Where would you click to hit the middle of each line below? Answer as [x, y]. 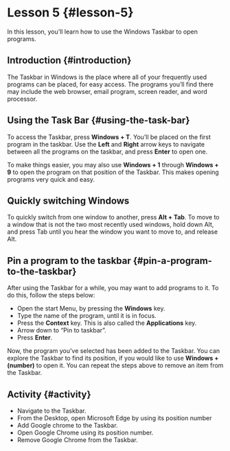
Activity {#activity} [49, 394]
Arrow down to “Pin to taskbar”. [61, 330]
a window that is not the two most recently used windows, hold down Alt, [111, 225]
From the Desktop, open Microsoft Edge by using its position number [114, 418]
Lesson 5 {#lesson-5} [70, 13]
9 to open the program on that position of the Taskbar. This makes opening [113, 172]
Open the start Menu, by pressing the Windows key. [91, 308]
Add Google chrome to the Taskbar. [67, 425]
